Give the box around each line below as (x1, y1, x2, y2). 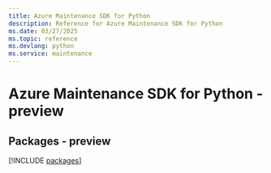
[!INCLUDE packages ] (8, 156, 82, 165)
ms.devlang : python (8, 42, 75, 50)
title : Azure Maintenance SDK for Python (8, 11, 151, 20)
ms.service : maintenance (8, 50, 92, 58)
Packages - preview (8, 134, 111, 148)
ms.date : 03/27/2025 (8, 27, 79, 35)
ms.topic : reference (8, 34, 79, 43)
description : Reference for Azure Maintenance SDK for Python (8, 19, 223, 28)
